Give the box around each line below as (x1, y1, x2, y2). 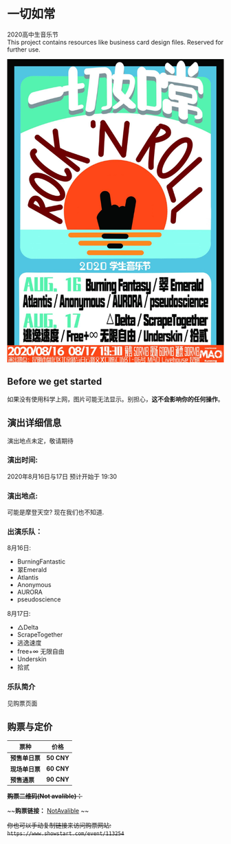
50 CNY (46, 753, 70, 762)
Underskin (16, 655, 47, 663)
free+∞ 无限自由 (16, 647, 65, 656)
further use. (7, 45, 41, 54)
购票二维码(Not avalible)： (7, 792, 83, 801)
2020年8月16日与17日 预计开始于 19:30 (7, 472, 118, 480)
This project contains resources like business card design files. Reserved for (7, 38, 224, 46)
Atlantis (16, 573, 39, 581)
